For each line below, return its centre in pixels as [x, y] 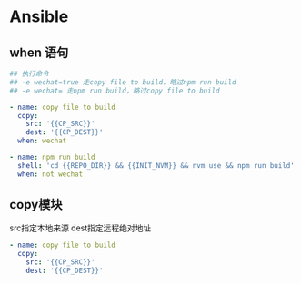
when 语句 [39, 52]
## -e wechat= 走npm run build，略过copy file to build [115, 91]
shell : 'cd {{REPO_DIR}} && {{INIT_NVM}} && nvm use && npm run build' [156, 165]
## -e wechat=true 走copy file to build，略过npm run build [123, 82]
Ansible [39, 17]
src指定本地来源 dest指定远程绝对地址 [80, 228]
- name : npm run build [52, 157]
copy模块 [36, 205]
